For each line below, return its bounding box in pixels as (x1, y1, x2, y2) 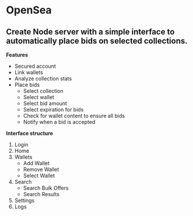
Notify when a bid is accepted (23, 119, 96, 126)
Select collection (23, 88, 64, 94)
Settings (14, 197, 35, 204)
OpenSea (6, 4, 52, 17)
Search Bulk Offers (23, 184, 69, 191)
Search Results (23, 191, 60, 197)
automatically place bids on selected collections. (6, 36, 188, 46)
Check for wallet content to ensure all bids (23, 112, 125, 119)
